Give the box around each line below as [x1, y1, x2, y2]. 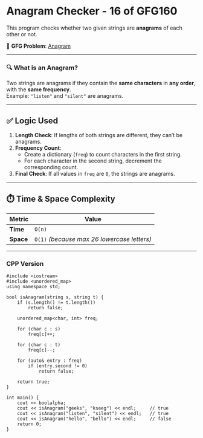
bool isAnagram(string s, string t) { [6, 294, 104, 300]
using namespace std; [6, 284, 61, 290]
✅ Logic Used [6, 115, 59, 126]
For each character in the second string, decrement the [24, 157, 162, 164]
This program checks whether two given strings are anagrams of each [6, 24, 182, 31]
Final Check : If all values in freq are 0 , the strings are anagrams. [14, 170, 175, 178]
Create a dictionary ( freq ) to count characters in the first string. [24, 151, 182, 158]
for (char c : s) [17, 326, 61, 332]
